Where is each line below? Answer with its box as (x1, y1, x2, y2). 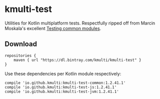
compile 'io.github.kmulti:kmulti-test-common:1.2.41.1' (4, 80, 126, 85)
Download (4, 40, 37, 48)
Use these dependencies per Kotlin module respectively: (4, 70, 121, 76)
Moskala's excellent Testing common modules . (4, 25, 101, 31)
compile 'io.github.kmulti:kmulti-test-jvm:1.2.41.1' (4, 89, 119, 94)
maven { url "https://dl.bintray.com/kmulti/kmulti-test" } (13, 57, 141, 62)
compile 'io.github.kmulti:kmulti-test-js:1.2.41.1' (4, 84, 117, 89)
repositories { (4, 53, 36, 58)
